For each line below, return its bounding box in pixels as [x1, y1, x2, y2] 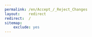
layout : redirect [4, 12, 47, 16]
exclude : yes [13, 25, 40, 30]
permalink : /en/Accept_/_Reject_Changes [4, 7, 88, 12]
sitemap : [4, 20, 22, 25]
